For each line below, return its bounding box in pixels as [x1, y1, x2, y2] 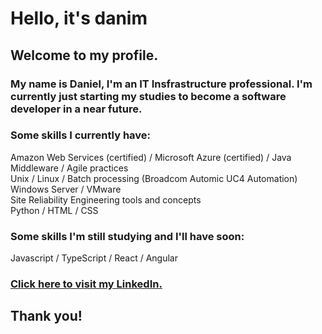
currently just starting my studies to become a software [10, 89, 287, 103]
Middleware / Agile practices [10, 162, 129, 174]
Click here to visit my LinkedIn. [10, 277, 163, 291]
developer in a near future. [10, 102, 143, 116]
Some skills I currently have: [10, 128, 152, 142]
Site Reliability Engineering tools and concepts [10, 193, 202, 206]
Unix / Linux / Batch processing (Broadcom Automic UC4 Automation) [10, 172, 298, 184]
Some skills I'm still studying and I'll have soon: [10, 229, 245, 243]
